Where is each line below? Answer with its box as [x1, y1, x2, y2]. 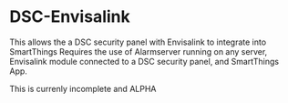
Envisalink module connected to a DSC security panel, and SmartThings [9, 56, 280, 67]
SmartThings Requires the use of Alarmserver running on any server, [9, 46, 268, 57]
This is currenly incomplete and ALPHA [9, 83, 157, 94]
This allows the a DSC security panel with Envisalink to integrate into [9, 36, 267, 47]
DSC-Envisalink [9, 6, 130, 27]
